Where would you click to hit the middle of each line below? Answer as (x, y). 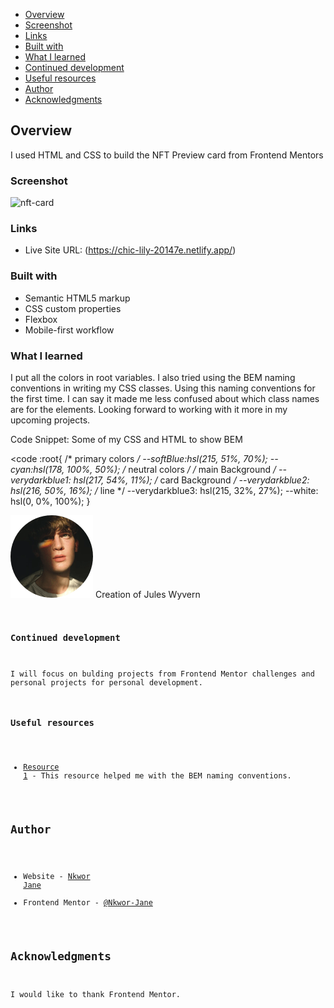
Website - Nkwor (57, 877)
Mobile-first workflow (69, 330)
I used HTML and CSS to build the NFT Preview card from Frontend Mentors (167, 155)
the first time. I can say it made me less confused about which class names (165, 398)
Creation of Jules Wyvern (147, 594)
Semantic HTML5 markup (77, 298)
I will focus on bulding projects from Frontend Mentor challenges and (162, 674)
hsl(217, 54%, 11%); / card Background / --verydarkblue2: (191, 480)
